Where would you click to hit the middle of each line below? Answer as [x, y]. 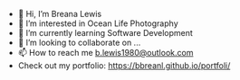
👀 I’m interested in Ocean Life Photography [98, 23]
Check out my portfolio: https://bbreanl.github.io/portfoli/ [124, 66]
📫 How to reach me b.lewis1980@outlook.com [106, 53]
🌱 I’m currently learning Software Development [105, 33]
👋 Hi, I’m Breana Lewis [60, 14]
